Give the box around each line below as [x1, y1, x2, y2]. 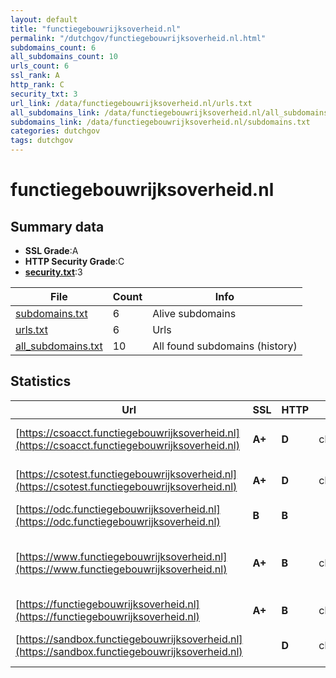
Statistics [10, 373, 72, 390]
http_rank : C [10, 80, 65, 90]
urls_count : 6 [10, 61, 70, 71]
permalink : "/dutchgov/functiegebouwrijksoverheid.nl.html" [10, 33, 267, 43]
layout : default [10, 14, 78, 25]
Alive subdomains [152, 307, 237, 320]
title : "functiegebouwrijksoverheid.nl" [10, 24, 182, 34]
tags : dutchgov [10, 136, 74, 146]
